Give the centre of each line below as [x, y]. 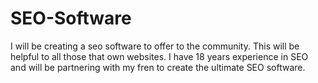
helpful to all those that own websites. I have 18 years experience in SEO [159, 56]
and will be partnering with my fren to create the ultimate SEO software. [158, 67]
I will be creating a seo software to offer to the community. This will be [155, 46]
